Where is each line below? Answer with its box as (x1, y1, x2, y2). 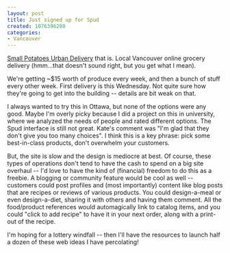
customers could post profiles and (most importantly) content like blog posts (7, 181, 223, 189)
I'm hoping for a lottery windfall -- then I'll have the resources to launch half (7, 230, 220, 239)
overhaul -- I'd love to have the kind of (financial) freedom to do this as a (7, 167, 212, 175)
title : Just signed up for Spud (7, 16, 99, 23)
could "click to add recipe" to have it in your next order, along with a (7, 210, 199, 219)
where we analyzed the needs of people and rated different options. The (7, 117, 212, 125)
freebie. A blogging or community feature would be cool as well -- (7, 174, 194, 182)
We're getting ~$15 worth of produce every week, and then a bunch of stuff (7, 75, 220, 83)
